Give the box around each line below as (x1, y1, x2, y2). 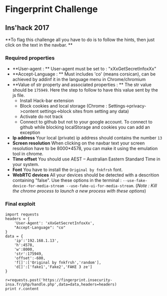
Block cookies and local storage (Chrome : (19, 103, 107, 109)
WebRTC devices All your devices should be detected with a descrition (12, 172, 160, 178)
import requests (5, 211, 39, 217)
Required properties (5, 54, 55, 61)
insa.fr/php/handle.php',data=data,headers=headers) (5, 281, 117, 287)
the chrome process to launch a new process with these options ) (12, 188, 146, 194)
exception (19, 129, 41, 135)
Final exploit (5, 200, 36, 207)
